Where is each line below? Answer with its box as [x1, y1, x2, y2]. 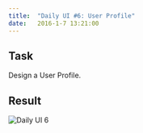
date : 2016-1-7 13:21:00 [8, 19, 99, 27]
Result [8, 94, 42, 107]
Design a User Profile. [8, 70, 82, 81]
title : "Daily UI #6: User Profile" [8, 11, 136, 20]
